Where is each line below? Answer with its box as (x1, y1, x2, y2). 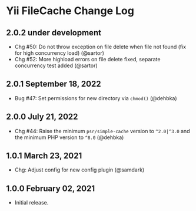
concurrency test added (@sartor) (14, 62, 98, 69)
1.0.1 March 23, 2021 (6, 151, 82, 161)
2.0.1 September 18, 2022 (6, 79, 101, 89)
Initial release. (14, 199, 49, 206)
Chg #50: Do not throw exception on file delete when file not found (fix (14, 43, 187, 50)
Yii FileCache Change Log (6, 4, 134, 18)
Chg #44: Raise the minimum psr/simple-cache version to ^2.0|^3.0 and (14, 127, 190, 134)
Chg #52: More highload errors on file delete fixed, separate (14, 56, 161, 62)
